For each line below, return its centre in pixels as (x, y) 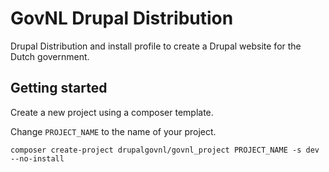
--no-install (37, 158)
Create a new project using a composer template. (112, 112)
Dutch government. (50, 56)
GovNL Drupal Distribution (122, 18)
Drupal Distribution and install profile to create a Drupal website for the (156, 46)
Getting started (59, 88)
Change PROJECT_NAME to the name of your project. (113, 131)
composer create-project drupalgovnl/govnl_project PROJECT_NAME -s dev (165, 150)
